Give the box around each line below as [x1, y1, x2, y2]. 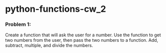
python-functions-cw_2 [5, 3, 106, 15]
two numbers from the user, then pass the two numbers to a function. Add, [5, 37, 159, 43]
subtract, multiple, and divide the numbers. [5, 43, 93, 49]
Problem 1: [5, 21, 31, 28]
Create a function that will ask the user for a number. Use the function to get [5, 32, 162, 38]
